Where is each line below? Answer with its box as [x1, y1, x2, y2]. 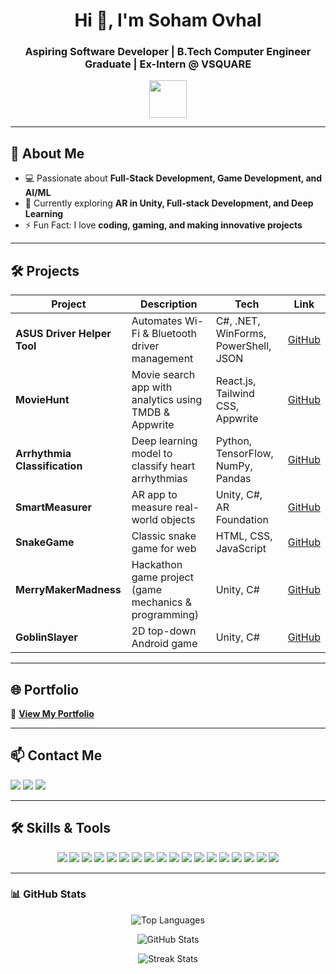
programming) [131, 608, 200, 622]
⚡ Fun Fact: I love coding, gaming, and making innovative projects [24, 219, 303, 231]
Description [139, 297, 198, 311]
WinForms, [215, 327, 267, 341]
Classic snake [131, 529, 197, 543]
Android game [131, 637, 198, 651]
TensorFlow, [215, 447, 274, 461]
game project [131, 570, 194, 584]
